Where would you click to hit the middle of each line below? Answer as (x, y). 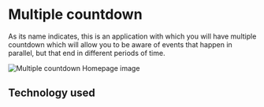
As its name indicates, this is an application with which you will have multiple (132, 36)
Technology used (52, 93)
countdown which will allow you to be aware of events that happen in (120, 44)
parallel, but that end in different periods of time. (87, 53)
